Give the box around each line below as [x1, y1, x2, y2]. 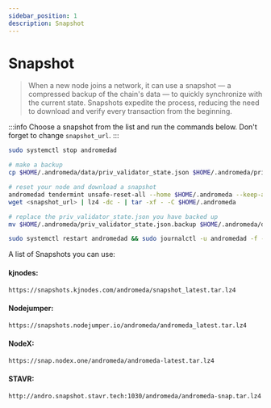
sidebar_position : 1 [8, 11, 78, 20]
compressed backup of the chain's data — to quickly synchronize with [27, 90, 263, 99]
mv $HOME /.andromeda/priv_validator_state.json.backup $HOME [8, 220, 219, 229]
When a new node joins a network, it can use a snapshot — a [27, 81, 231, 90]
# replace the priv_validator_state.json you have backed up [8, 212, 219, 221]
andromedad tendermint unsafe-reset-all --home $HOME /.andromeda [8, 191, 232, 199]
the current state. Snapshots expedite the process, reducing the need [27, 98, 260, 107]
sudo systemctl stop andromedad [8, 146, 117, 154]
